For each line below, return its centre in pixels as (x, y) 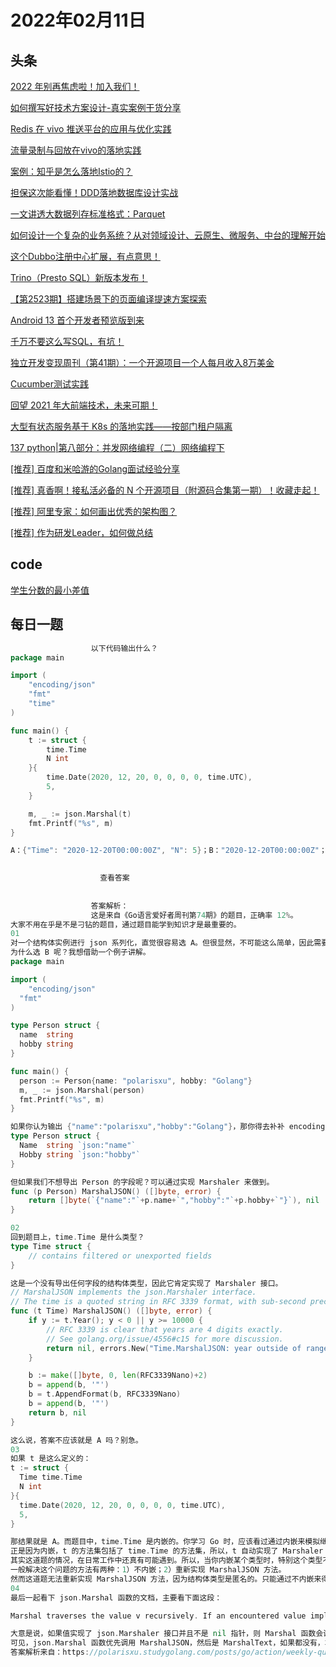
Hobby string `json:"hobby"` (80, 1154)
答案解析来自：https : (50, 1652)
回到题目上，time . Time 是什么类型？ (77, 1237)
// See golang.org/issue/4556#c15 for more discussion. (165, 1339)
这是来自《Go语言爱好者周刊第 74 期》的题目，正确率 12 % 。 (194, 915)
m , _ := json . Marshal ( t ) (80, 814)
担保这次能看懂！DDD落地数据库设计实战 (94, 192)
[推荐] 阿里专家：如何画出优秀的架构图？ (94, 511)
